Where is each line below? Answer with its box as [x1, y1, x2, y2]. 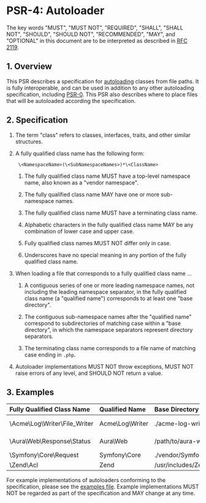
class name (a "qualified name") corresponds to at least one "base [24, 294, 193, 302]
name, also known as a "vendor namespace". [24, 179, 139, 186]
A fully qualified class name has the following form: [15, 150, 145, 157]
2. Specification [6, 115, 69, 126]
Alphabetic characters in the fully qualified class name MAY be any [24, 221, 194, 228]
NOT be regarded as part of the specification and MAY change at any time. [6, 490, 196, 497]
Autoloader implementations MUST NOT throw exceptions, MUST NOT [15, 363, 194, 370]
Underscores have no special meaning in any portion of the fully [24, 251, 187, 258]
